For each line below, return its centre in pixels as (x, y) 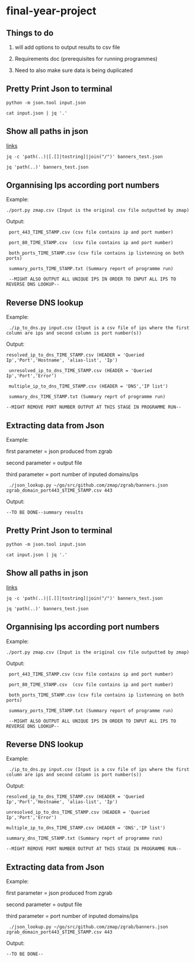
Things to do (30, 33)
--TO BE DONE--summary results (45, 513)
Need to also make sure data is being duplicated (74, 70)
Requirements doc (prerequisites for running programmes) (86, 59)
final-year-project (51, 11)
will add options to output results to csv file (67, 47)
